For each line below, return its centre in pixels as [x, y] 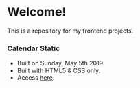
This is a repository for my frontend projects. [70, 31]
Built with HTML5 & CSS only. [59, 71]
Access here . [36, 78]
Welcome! [37, 12]
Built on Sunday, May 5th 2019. [61, 63]
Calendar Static [34, 48]
